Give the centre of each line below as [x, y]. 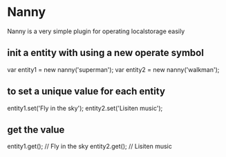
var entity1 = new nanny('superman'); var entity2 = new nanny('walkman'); [113, 69]
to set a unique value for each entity [86, 92]
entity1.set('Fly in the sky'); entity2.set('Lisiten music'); [85, 108]
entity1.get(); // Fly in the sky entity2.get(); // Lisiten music [90, 147]
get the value [36, 130]
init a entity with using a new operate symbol [105, 53]
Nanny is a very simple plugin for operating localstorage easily [96, 31]
